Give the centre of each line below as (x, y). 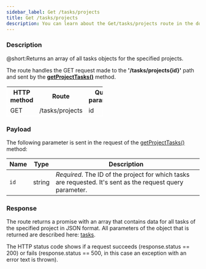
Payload (19, 129)
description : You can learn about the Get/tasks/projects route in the (100, 23)
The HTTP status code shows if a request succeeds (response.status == (98, 247)
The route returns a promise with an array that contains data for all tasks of (101, 222)
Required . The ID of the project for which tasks (123, 174)
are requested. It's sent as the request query (120, 182)
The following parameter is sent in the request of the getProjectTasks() (96, 142)
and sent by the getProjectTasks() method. (61, 77)
